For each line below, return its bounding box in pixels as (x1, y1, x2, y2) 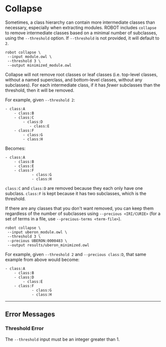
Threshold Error (5, 325, 44, 332)
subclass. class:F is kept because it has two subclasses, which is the (5, 190, 147, 196)
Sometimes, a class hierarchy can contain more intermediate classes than (5, 19, 156, 25)
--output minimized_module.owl (7, 63, 72, 68)
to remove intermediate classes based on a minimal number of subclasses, (5, 30, 158, 36)
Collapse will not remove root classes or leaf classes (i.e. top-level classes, (5, 71, 158, 77)
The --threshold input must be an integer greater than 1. (5, 336, 120, 342)
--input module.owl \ (7, 54, 52, 59)
